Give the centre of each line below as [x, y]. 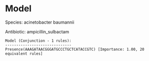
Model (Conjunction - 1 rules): [38, 41]
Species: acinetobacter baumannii [40, 22]
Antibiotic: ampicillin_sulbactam [37, 31]
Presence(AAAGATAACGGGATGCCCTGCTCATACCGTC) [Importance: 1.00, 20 [75, 49]
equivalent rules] [24, 54]
